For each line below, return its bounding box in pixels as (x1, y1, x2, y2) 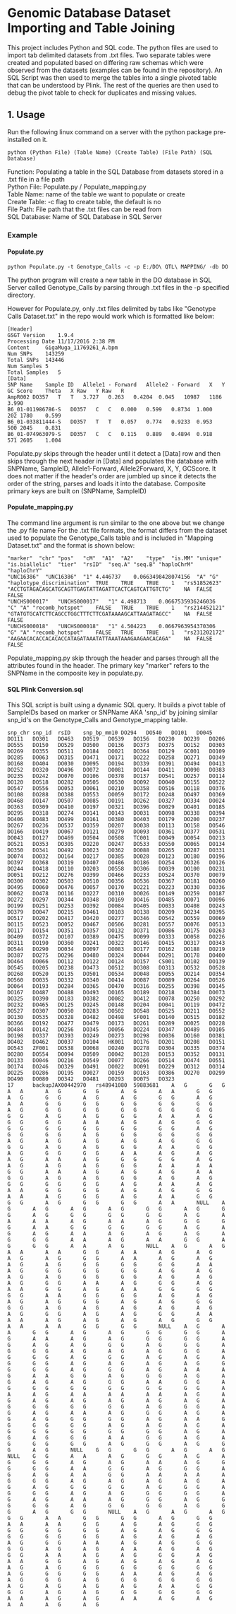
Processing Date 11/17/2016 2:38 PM (7, 338, 115, 345)
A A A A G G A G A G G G (7, 1521, 213, 1528)
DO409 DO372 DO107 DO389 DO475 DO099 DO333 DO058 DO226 (7, 933, 225, 941)
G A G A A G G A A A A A (7, 1471, 225, 1478)
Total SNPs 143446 (7, 356, 65, 363)
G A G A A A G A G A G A (7, 1230, 225, 1237)
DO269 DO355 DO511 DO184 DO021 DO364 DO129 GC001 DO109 (7, 748, 225, 755)
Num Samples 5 (7, 363, 49, 370)
